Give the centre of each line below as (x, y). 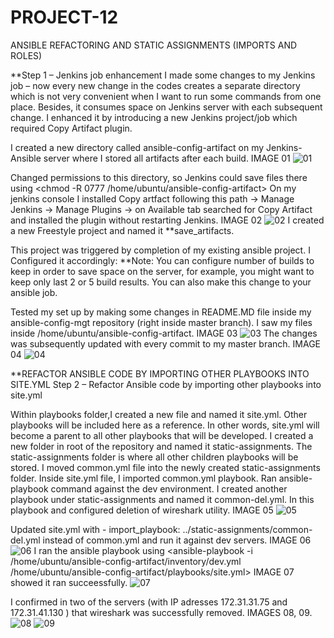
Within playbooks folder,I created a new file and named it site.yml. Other (159, 414)
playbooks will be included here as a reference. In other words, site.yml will (165, 425)
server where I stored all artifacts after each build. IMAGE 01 (167, 158)
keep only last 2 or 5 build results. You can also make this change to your (161, 282)
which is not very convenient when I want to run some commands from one (166, 96)
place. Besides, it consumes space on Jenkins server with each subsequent (166, 107)
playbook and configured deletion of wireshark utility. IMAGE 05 (142, 510)
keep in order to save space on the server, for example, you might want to (162, 271)
